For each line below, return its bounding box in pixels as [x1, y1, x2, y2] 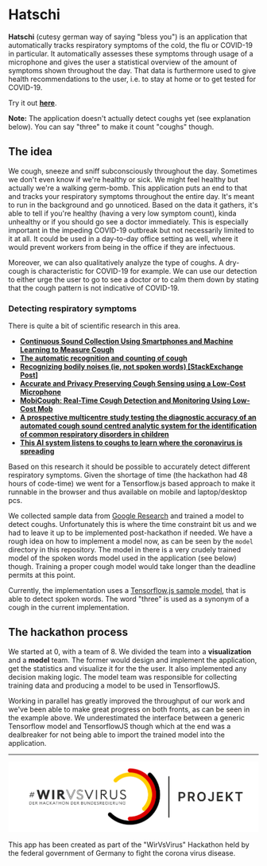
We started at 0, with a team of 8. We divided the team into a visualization [8, 646, 252, 656]
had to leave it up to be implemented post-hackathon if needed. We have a [8, 528, 253, 538]
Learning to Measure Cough [19, 345, 114, 355]
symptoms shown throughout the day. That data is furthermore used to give [8, 65, 257, 75]
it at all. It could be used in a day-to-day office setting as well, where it [8, 233, 238, 244]
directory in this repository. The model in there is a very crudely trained [8, 545, 242, 555]
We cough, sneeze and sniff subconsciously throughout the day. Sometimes [8, 166, 258, 176]
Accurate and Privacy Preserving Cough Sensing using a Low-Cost [19, 379, 246, 388]
